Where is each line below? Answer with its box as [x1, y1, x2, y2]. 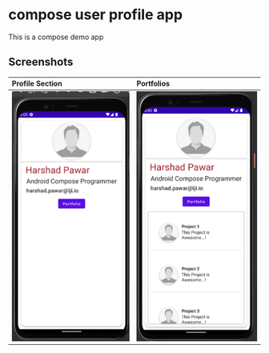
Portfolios [136, 78, 171, 89]
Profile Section [11, 78, 62, 89]
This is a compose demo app [8, 32, 104, 42]
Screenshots [8, 55, 74, 69]
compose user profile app [8, 6, 183, 24]
